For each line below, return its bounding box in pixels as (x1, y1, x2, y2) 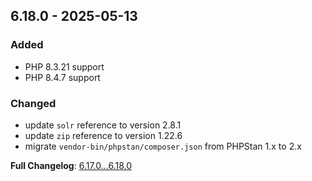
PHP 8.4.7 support (24, 71, 101, 83)
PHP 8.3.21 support (24, 60, 105, 73)
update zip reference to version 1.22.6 (24, 129, 183, 141)
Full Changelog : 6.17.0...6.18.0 (10, 159, 133, 171)
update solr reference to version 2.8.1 (24, 119, 182, 131)
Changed (10, 96, 57, 110)
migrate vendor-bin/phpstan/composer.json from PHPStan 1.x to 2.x (24, 140, 302, 152)
